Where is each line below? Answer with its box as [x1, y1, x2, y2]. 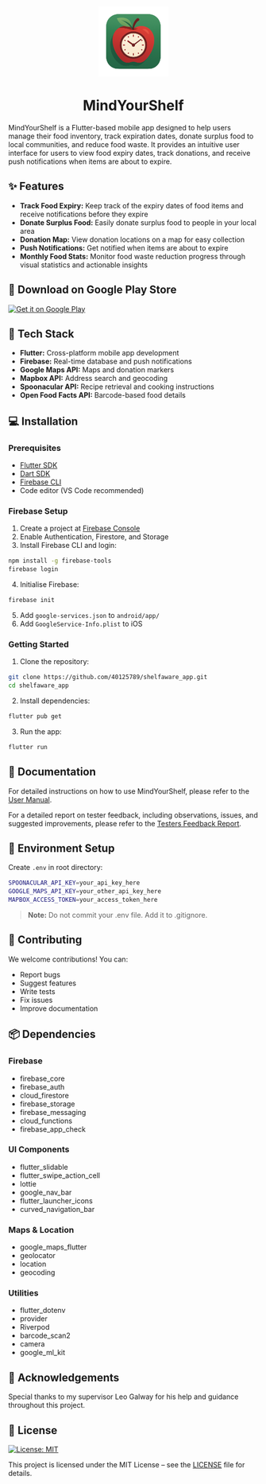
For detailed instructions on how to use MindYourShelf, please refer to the [8, 786, 250, 796]
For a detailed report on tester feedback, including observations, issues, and [8, 810, 258, 820]
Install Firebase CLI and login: [19, 541, 117, 550]
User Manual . [8, 794, 52, 804]
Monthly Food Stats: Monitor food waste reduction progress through [19, 251, 246, 261]
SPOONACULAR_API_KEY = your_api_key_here [8, 879, 141, 888]
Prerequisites [8, 442, 61, 453]
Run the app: [19, 726, 62, 736]
